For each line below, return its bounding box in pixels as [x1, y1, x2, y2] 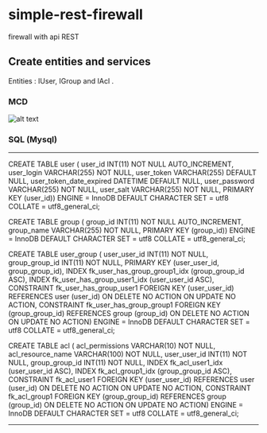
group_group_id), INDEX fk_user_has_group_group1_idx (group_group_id [8, 267, 245, 276]
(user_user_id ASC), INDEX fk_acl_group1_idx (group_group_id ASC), [8, 366, 232, 376]
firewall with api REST [8, 32, 79, 41]
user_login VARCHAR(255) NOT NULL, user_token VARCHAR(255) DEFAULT [8, 168, 257, 177]
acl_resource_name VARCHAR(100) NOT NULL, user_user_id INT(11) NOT [8, 349, 248, 359]
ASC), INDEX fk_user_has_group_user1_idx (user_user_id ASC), [8, 275, 215, 284]
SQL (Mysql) [8, 134, 58, 145]
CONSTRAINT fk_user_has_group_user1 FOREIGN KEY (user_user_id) [8, 283, 234, 293]
